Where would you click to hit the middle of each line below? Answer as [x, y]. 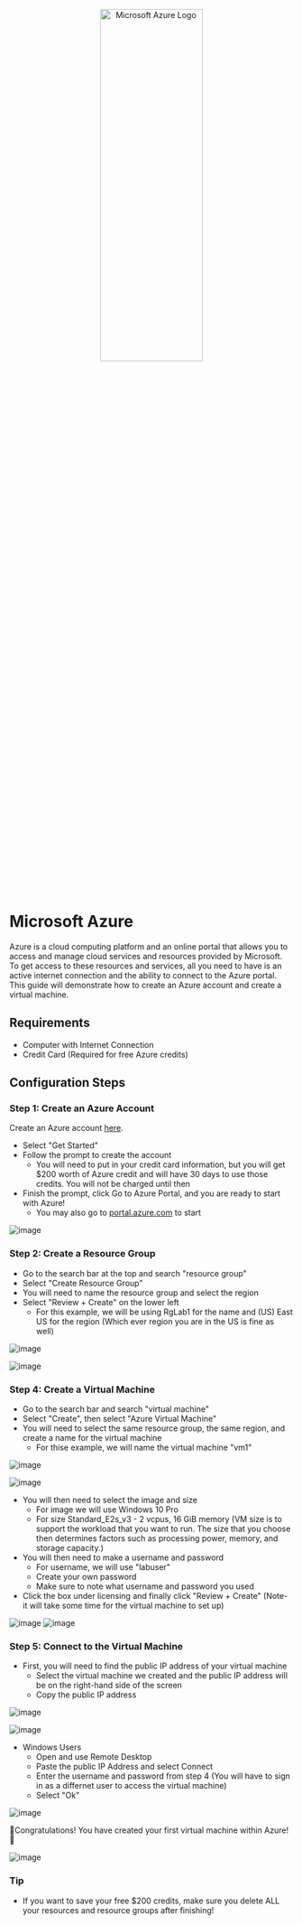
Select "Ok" [58, 1795]
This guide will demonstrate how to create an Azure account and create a [146, 985]
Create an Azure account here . [66, 1128]
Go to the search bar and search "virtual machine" [116, 1409]
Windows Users [52, 1747]
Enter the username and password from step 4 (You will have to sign [163, 1776]
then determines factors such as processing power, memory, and [157, 1538]
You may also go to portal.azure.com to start [118, 1213]
